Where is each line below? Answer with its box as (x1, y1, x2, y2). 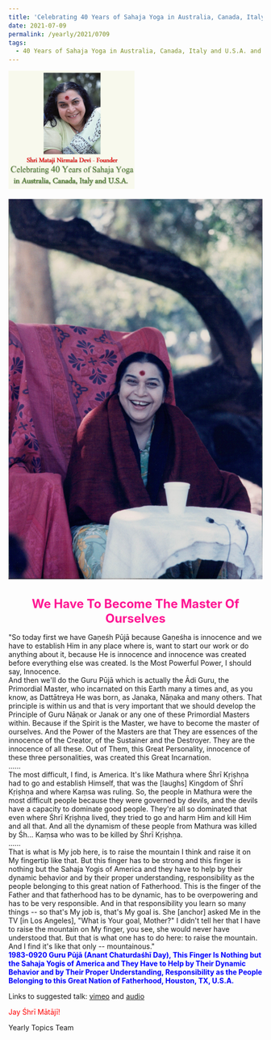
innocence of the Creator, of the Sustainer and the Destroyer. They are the (8, 735, 256, 745)
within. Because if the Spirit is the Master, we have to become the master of (8, 718, 260, 728)
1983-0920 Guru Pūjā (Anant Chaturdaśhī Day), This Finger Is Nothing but (8, 950, 262, 960)
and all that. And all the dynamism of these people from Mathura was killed (8, 821, 257, 832)
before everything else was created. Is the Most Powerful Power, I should (8, 659, 252, 668)
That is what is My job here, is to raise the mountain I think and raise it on (8, 847, 252, 857)
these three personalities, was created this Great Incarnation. (8, 752, 211, 763)
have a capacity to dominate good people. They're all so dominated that (8, 804, 248, 814)
